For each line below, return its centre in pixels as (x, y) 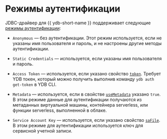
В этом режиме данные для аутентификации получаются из (77, 100)
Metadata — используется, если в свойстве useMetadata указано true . (87, 94)
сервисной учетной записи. (42, 131)
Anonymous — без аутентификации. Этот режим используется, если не (87, 38)
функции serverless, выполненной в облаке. (60, 110)
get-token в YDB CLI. (34, 84)
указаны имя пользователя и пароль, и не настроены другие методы (87, 43)
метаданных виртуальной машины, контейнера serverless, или (80, 105)
